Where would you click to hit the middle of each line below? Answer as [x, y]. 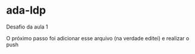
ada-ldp [26, 10]
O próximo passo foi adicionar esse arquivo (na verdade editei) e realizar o [98, 38]
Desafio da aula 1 [27, 27]
